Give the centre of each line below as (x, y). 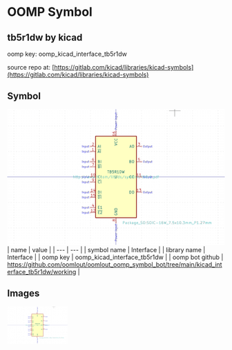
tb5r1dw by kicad (45, 38)
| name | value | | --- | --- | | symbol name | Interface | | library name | (106, 249)
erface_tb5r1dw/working (42, 271)
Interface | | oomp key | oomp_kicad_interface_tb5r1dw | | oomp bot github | (115, 257)
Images (23, 294)
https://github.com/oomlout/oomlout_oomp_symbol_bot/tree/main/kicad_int (115, 264)
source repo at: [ (31, 67)
